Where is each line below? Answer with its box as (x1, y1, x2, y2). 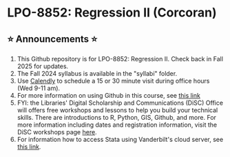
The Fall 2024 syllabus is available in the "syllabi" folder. (17, 70, 178, 77)
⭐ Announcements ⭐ (7, 33, 98, 45)
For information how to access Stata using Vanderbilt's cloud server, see (17, 136, 224, 143)
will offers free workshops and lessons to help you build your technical (17, 106, 218, 114)
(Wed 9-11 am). (17, 84, 61, 92)
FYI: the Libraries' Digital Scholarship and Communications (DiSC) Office (17, 98, 224, 107)
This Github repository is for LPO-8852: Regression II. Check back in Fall (17, 55, 224, 63)
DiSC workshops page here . (17, 128, 98, 136)
